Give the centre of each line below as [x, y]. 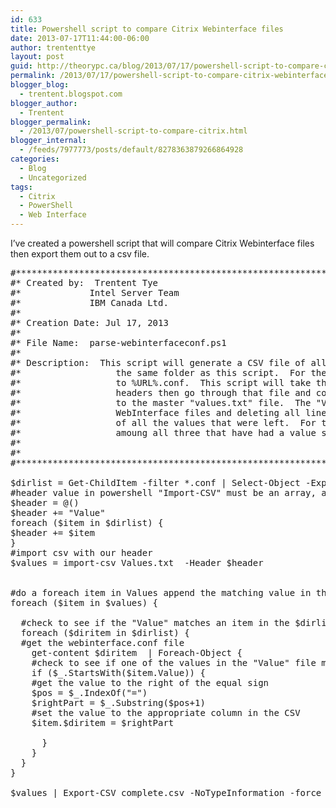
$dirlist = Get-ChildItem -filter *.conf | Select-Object [155, 482]
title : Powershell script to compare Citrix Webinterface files [147, 29]
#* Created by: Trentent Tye [84, 282]
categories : [35, 159]
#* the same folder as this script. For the [168, 372]
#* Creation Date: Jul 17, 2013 [89, 322]
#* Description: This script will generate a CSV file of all [168, 362]
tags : [21, 187]
